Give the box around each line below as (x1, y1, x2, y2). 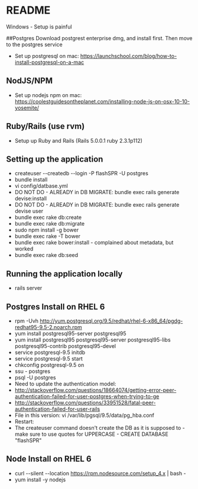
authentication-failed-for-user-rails (14, 406, 100, 412)
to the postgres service (6, 41, 63, 48)
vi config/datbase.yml (14, 182, 68, 189)
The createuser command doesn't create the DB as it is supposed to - (14, 424, 185, 431)
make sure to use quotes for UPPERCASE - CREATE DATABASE (14, 430, 168, 437)
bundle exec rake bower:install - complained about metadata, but (14, 239, 174, 246)
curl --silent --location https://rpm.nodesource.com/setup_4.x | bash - (14, 469, 186, 477)
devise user (14, 208, 44, 215)
